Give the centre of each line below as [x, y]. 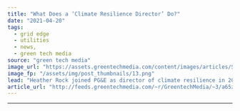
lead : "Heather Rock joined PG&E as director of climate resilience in [116, 80]
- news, [25, 47]
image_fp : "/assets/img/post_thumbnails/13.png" [81, 73]
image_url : [24, 67]
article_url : [27, 87]
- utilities [32, 41]
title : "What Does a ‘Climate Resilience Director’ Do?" [94, 14]
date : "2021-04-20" [36, 21]
